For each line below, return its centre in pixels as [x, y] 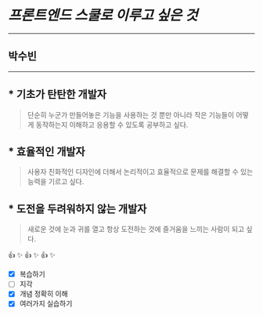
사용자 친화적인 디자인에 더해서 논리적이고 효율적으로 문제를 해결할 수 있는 [140, 172]
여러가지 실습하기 [46, 304]
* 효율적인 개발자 [47, 152]
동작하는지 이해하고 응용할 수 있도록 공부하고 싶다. [112, 125]
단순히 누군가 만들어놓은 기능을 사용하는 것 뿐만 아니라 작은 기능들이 [131, 114]
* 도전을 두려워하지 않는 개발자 [77, 209]
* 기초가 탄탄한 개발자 [58, 94]
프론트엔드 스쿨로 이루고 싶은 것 [103, 15]
